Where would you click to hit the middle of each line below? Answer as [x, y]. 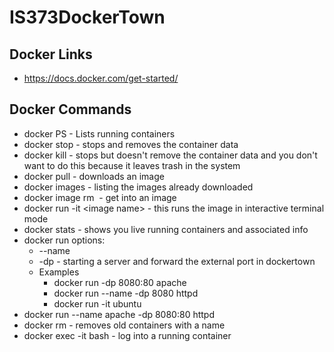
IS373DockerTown [87, 17]
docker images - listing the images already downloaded [138, 187]
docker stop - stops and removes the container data [131, 144]
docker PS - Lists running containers [99, 133]
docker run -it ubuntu [97, 303]
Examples [59, 272]
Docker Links [51, 54]
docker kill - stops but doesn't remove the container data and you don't [170, 155]
